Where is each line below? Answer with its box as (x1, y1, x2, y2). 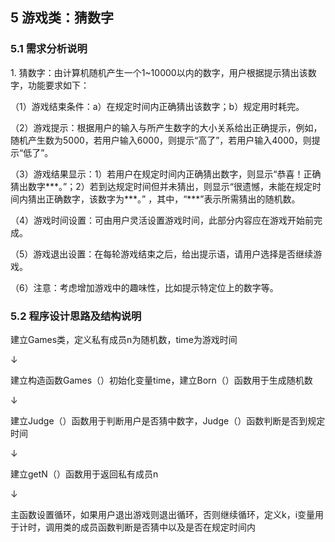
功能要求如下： (27, 79, 90, 91)
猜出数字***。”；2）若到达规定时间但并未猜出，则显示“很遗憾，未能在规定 (10, 180, 313, 192)
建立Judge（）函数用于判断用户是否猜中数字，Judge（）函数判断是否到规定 (10, 414, 326, 427)
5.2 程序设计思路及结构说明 (10, 309, 142, 323)
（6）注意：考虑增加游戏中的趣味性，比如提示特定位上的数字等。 (10, 281, 279, 293)
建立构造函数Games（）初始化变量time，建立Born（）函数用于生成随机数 (10, 374, 313, 386)
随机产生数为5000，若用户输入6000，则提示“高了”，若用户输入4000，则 (10, 134, 312, 146)
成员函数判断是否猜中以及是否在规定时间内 (79, 521, 256, 533)
